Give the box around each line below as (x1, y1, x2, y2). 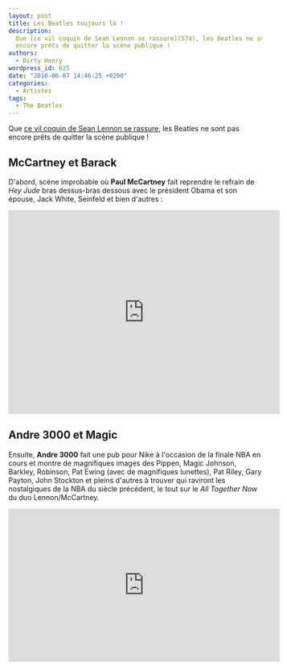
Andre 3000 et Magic (8, 428, 118, 442)
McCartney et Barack (8, 155, 117, 169)
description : (8, 27, 52, 35)
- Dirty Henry (15, 57, 63, 65)
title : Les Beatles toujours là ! (8, 19, 125, 27)
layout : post (8, 11, 52, 20)
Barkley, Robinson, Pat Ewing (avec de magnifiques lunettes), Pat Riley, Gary (8, 466, 262, 476)
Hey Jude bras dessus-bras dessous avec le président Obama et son (8, 185, 238, 195)
